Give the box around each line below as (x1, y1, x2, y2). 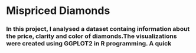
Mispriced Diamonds (6, 4, 110, 17)
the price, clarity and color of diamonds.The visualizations (6, 32, 177, 40)
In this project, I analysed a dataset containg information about (6, 25, 190, 33)
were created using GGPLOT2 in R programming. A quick (6, 40, 172, 48)
